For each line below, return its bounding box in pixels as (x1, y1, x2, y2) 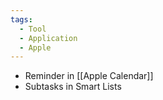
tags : (10, 14, 33, 25)
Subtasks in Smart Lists (24, 81, 122, 93)
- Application (19, 33, 78, 43)
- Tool (19, 24, 47, 34)
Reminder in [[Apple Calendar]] (24, 70, 154, 82)
